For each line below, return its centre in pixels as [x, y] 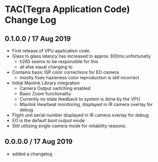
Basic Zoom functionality [45, 94]
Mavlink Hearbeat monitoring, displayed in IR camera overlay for [86, 104]
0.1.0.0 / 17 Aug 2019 [38, 39]
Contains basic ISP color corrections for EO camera [65, 72]
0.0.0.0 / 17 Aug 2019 [39, 142]
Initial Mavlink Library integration [46, 83]
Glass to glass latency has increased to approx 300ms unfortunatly [82, 56]
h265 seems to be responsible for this [59, 61]
